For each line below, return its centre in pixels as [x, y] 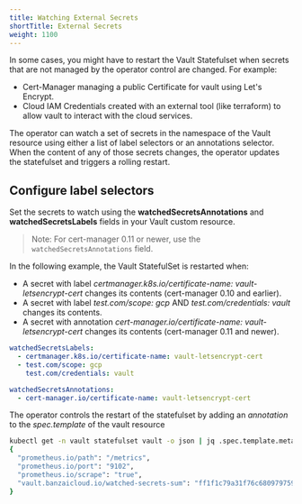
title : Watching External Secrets [74, 18]
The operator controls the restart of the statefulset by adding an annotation [149, 415]
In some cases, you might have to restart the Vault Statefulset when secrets [149, 60]
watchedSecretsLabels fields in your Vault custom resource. [122, 222]
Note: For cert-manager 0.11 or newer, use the [116, 239]
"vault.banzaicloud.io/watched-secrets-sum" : [104, 483]
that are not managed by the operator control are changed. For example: [143, 69]
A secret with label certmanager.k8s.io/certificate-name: [128, 284]
